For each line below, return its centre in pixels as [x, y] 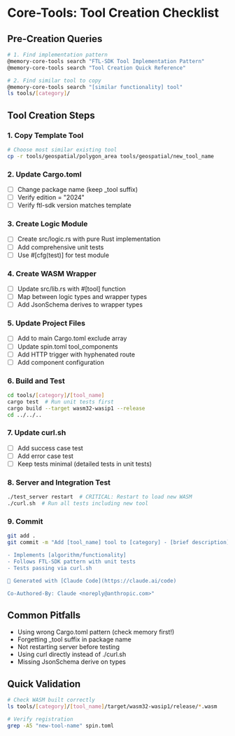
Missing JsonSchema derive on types [72, 662]
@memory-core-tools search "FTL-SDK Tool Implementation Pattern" [106, 61]
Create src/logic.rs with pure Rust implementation [89, 239]
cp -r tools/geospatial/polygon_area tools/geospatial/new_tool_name [111, 156]
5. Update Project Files [47, 324]
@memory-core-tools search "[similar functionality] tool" [95, 87]
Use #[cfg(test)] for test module [63, 255]
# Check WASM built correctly [51, 700]
